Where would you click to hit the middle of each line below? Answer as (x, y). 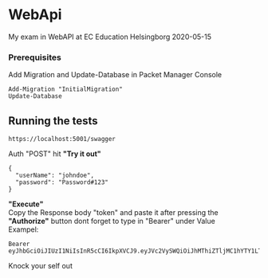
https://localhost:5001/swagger (62, 139)
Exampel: (24, 229)
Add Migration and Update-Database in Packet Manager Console (115, 75)
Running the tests (53, 121)
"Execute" (26, 204)
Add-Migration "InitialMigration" (66, 89)
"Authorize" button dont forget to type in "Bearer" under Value (112, 221)
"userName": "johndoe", (55, 176)
